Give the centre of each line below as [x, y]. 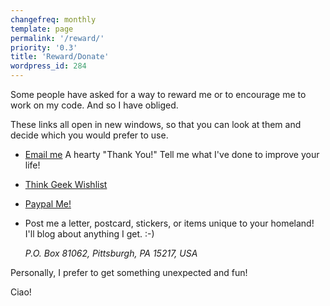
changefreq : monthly [53, 19]
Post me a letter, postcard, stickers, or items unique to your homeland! [169, 223]
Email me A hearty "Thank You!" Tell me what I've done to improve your [172, 154]
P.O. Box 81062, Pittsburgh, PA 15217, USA [111, 253]
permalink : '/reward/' [57, 38]
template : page [42, 29]
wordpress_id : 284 [48, 66]
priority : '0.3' [44, 47]
